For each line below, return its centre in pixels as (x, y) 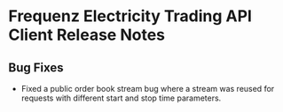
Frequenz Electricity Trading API (130, 16)
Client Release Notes (87, 35)
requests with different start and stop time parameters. (121, 98)
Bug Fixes (36, 67)
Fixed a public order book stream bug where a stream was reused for (148, 89)
